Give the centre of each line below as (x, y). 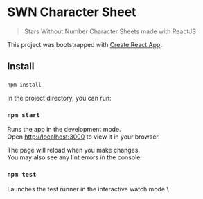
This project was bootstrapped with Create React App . (85, 44)
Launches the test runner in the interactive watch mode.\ (88, 189)
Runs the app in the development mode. (64, 130)
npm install (24, 85)
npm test (22, 175)
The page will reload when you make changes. (74, 150)
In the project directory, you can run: (59, 98)
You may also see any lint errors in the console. (74, 157)
